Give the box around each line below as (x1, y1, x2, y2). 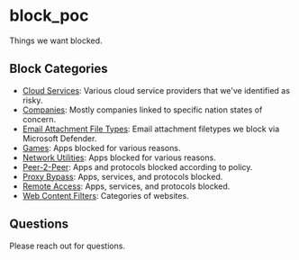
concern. (22, 113, 57, 124)
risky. (22, 94, 43, 105)
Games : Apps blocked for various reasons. (22, 142, 181, 153)
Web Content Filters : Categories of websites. (22, 190, 189, 201)
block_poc (9, 5, 89, 26)
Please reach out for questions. (9, 240, 126, 251)
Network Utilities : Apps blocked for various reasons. (22, 152, 216, 163)
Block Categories (9, 61, 108, 76)
